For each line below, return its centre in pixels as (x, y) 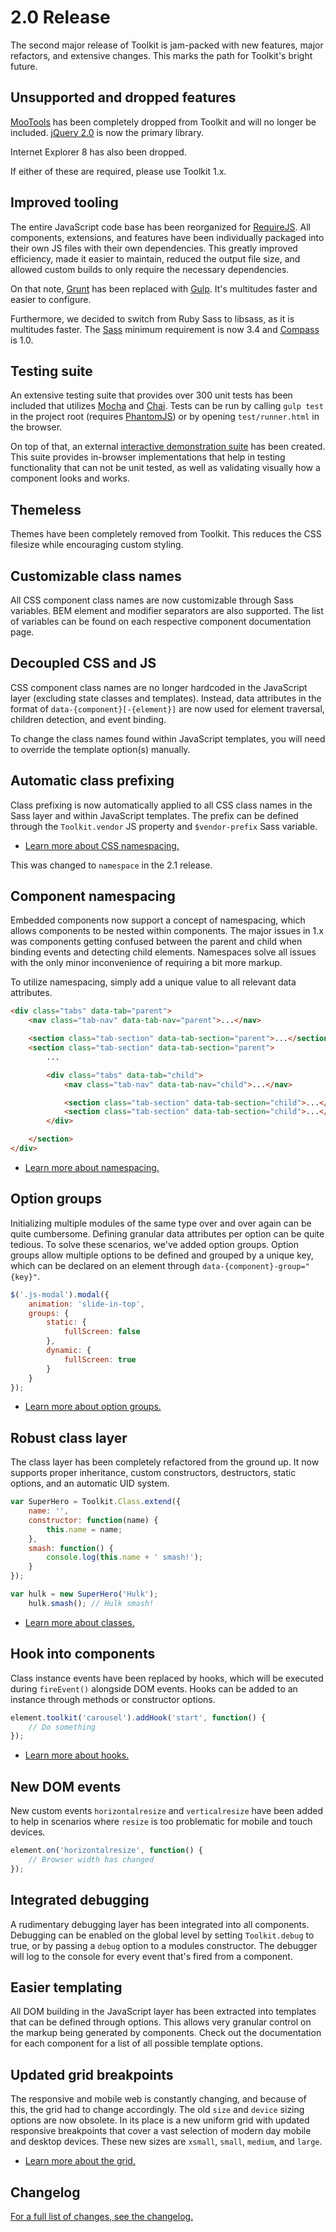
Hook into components (83, 1654)
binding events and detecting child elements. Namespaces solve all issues (163, 952)
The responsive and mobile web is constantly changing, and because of (158, 2099)
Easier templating (66, 1987)
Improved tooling (64, 202)
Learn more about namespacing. (92, 1167)
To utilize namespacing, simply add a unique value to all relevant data (153, 982)
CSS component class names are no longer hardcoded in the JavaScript (159, 687)
